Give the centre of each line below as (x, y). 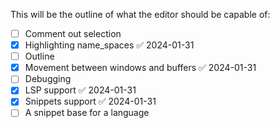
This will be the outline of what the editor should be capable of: (140, 14)
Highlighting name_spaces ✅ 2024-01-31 (109, 45)
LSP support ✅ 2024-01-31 (80, 90)
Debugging (48, 79)
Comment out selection (73, 33)
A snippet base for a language (87, 113)
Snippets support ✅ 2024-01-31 (90, 101)
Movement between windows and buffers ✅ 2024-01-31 (140, 68)
